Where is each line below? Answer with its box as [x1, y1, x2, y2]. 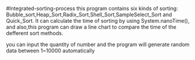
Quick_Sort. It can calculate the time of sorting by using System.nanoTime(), [6, 17, 190, 24]
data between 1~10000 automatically [6, 47, 95, 54]
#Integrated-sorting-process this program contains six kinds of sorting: [6, 5, 179, 12]
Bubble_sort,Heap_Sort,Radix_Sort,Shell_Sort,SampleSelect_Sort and [6, 11, 172, 18]
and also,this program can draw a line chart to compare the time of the [6, 23, 177, 30]
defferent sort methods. [6, 30, 63, 37]
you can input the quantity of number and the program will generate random [6, 41, 190, 48]
